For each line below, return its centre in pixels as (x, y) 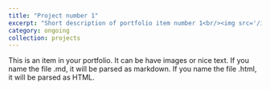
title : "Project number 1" (53, 16)
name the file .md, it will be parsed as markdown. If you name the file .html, (133, 69)
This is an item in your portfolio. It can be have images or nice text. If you (129, 61)
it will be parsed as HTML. (51, 77)
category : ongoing (39, 30)
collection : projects (45, 38)
